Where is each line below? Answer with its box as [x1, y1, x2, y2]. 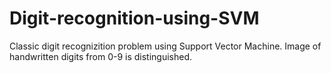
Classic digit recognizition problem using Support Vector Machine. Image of [9, 40, 322, 52]
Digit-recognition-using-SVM [9, 7, 260, 30]
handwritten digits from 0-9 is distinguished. [9, 50, 193, 62]
